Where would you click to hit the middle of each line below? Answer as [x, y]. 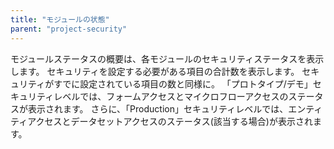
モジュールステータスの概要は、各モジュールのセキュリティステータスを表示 [167, 58]
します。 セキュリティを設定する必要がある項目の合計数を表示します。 [155, 71]
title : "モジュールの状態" [60, 19]
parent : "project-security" [69, 29]
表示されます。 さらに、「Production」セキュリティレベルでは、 [158, 108]
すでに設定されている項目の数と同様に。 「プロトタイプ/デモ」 [183, 83]
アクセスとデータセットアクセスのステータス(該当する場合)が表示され [170, 121]
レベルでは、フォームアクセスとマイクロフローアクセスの [171, 96]
